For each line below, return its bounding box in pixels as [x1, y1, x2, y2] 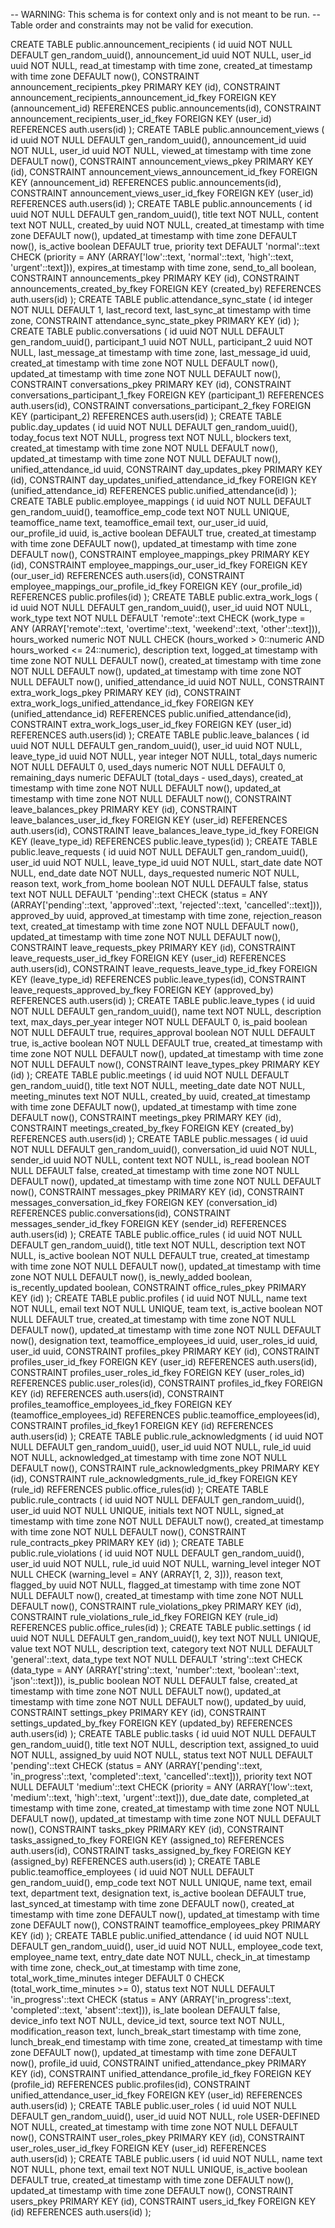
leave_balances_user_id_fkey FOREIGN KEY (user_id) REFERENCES [10, 814, 288, 826]
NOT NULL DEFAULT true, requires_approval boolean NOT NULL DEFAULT [10, 1027, 316, 1038]
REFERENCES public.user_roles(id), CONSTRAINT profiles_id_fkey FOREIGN [10, 1377, 323, 1389]
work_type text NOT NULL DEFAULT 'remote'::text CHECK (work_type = [10, 612, 306, 624]
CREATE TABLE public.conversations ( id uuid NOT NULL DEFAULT [10, 325, 285, 337]
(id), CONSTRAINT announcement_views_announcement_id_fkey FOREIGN [10, 166, 318, 178]
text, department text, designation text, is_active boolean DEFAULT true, [10, 1887, 307, 1899]
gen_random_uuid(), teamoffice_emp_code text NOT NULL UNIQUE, [10, 506, 290, 518]
